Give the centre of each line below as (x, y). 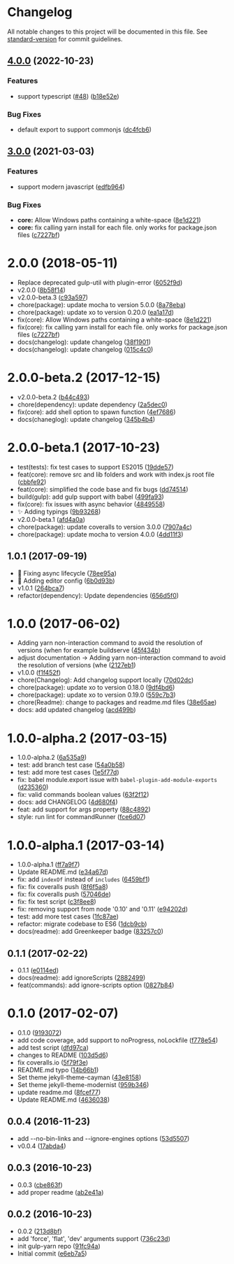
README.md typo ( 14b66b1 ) (58, 1070)
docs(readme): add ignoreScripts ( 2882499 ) (81, 978)
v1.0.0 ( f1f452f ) (39, 673)
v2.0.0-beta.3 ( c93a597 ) (53, 297)
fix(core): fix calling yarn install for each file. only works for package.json (122, 327)
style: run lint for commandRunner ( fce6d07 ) (81, 817)
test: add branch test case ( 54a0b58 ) (71, 765)
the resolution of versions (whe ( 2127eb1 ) (76, 665)
